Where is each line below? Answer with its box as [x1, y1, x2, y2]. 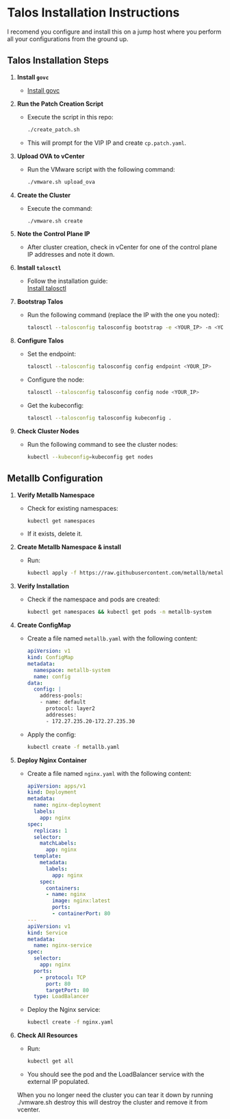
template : [33, 853, 62, 860]
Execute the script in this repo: [27, 113, 114, 121]
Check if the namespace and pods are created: [27, 595, 160, 603]
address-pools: [40, 692, 84, 700]
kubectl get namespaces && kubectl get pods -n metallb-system [27, 609, 212, 616]
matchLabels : [40, 840, 77, 847]
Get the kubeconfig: [27, 402, 84, 409]
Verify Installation [16, 582, 70, 590]
